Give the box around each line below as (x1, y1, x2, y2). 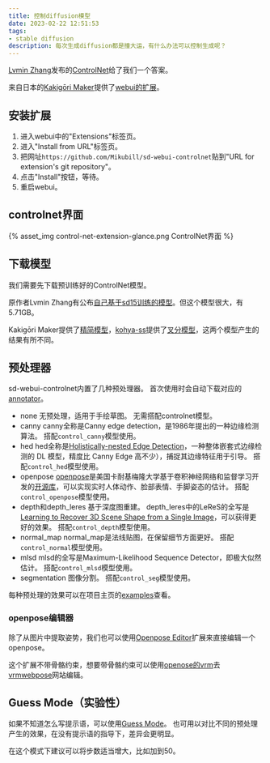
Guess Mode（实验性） (8, 696, 127, 710)
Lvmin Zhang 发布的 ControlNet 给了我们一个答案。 (8, 66, 173, 75)
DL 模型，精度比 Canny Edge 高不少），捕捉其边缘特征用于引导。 (36, 451, 252, 462)
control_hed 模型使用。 (27, 462, 103, 471)
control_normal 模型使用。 (19, 543, 108, 552)
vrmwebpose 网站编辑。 (8, 670, 88, 680)
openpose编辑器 (8, 612, 74, 624)
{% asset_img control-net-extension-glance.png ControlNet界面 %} (8, 231, 234, 241)
